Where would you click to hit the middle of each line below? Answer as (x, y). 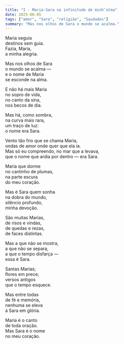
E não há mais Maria (26, 89)
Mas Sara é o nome (25, 331)
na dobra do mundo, (26, 197)
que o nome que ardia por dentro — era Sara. (52, 157)
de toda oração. (21, 325)
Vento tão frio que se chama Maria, (41, 141)
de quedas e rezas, (25, 228)
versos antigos (20, 280)
